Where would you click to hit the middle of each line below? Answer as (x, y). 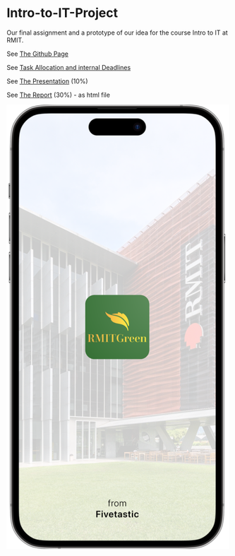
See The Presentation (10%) (48, 81)
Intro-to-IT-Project (62, 13)
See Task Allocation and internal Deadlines (69, 67)
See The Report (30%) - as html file (59, 95)
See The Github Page (37, 54)
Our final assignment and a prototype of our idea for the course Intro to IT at (117, 32)
